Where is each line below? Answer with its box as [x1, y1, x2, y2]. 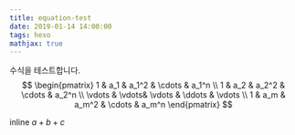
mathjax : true [9, 38, 64, 48]
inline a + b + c [9, 117, 66, 128]
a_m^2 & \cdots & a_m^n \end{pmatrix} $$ [74, 99, 233, 110]
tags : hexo [9, 30, 51, 39]
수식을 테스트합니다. [9, 65, 80, 76]
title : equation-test [9, 13, 92, 23]
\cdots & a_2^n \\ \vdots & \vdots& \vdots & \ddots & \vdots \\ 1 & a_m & [21, 89, 286, 100]
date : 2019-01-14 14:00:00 [9, 22, 112, 31]
